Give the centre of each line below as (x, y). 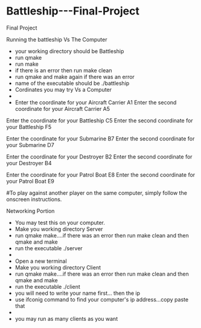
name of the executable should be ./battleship (72, 83)
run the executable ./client (47, 286)
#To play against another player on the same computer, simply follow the (97, 193)
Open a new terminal (41, 261)
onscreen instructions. (34, 199)
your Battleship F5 (29, 127)
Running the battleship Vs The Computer (57, 39)
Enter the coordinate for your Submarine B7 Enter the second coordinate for (101, 138)
